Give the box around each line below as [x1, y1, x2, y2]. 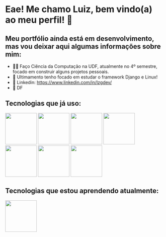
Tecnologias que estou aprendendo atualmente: [5, 187, 159, 195]
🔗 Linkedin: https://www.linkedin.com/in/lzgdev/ [12, 80, 112, 85]
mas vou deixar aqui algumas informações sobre [5, 42, 161, 51]
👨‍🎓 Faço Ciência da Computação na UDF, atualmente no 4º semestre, [12, 63, 157, 69]
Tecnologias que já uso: [5, 99, 81, 108]
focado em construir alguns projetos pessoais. [12, 69, 109, 74]
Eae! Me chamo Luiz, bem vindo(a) [5, 4, 152, 15]
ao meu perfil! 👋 [5, 14, 73, 26]
